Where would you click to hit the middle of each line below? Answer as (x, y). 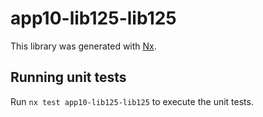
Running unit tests (68, 77)
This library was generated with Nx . (83, 46)
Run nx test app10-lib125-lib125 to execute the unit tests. (132, 101)
